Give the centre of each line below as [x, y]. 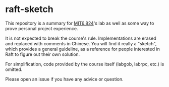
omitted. [14, 69]
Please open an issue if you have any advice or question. [64, 79]
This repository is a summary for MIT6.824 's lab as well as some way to [80, 23]
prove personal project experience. [42, 28]
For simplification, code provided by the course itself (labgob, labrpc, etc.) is [85, 64]
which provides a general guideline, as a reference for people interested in [82, 49]
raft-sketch [30, 9]
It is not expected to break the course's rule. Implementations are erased [81, 38]
